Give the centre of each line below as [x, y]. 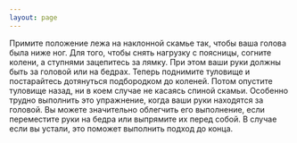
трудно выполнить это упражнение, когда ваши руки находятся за [136, 100]
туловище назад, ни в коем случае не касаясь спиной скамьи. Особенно [148, 90]
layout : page [33, 17]
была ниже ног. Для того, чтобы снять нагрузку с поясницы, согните [140, 52]
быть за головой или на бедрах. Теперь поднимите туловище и [130, 71]
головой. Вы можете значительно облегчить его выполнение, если [137, 109]
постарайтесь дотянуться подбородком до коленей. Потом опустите [141, 80]
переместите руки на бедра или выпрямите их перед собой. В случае [143, 119]
